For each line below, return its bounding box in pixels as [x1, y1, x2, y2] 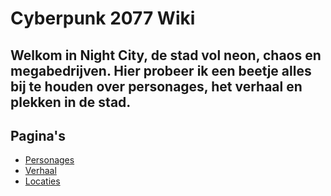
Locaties [24, 175, 61, 187]
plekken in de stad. [10, 93, 132, 111]
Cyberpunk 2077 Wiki [10, 7, 196, 30]
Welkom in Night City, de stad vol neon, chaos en [10, 47, 322, 64]
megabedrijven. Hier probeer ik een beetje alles [10, 62, 312, 79]
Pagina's [10, 127, 67, 144]
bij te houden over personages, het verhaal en [10, 78, 303, 95]
